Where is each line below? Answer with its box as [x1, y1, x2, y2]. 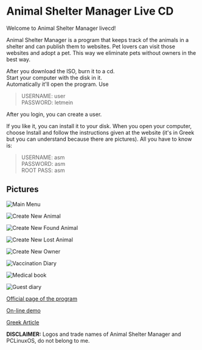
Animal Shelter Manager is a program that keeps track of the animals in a [6, 36, 189, 43]
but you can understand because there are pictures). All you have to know [6, 135, 192, 143]
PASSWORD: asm [21, 160, 66, 167]
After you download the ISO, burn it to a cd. [6, 67, 115, 74]
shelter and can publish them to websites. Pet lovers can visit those [6, 43, 175, 50]
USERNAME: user [21, 92, 66, 99]
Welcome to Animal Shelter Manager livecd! [6, 24, 116, 32]
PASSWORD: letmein [21, 99, 74, 106]
